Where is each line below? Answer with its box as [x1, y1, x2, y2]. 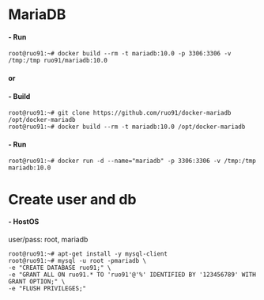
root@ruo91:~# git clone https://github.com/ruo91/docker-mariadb [8, 109, 232, 117]
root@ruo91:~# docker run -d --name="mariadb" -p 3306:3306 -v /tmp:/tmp [8, 157, 257, 165]
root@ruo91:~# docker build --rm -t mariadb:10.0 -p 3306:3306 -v [8, 50, 232, 58]
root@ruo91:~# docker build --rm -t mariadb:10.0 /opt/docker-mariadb [8, 123, 246, 131]
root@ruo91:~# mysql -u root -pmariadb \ [8, 256, 147, 264]
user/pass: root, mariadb [8, 234, 89, 244]
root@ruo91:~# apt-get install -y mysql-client [8, 249, 168, 258]
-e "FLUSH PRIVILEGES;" [8, 284, 87, 292]
